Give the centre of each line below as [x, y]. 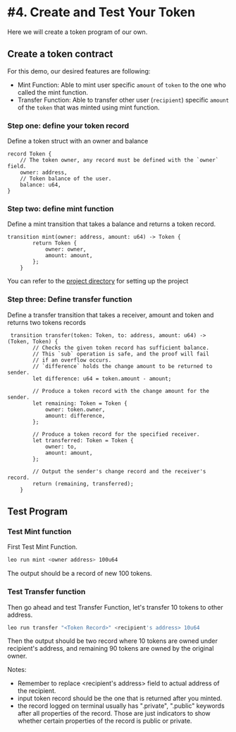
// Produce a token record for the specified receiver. [116, 434]
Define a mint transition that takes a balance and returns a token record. [112, 224]
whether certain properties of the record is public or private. [105, 721]
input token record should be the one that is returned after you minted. [120, 698]
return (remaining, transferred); [83, 484]
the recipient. [37, 691]
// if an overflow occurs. [72, 360]
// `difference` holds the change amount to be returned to [123, 366]
